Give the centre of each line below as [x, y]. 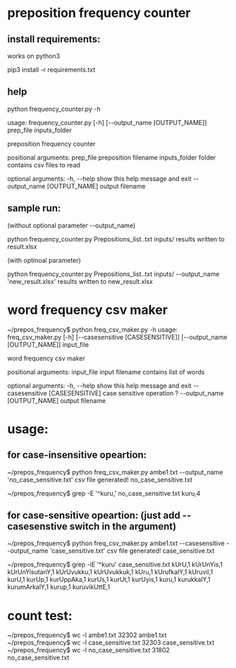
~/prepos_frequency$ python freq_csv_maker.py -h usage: [93, 329]
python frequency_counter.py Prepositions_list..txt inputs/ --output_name [113, 274]
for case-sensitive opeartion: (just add [94, 515]
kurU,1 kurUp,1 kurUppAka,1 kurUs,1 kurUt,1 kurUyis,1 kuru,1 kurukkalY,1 [109, 580]
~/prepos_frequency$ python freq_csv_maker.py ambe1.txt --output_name [115, 472]
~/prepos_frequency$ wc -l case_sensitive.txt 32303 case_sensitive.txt [111, 643]
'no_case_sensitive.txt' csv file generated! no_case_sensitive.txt [100, 479]
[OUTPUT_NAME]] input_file [48, 345]
